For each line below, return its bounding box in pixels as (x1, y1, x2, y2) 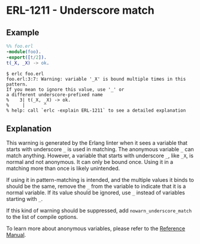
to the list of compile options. (6, 213, 78, 221)
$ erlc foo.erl (6, 71, 44, 77)
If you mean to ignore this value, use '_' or (6, 86, 125, 93)
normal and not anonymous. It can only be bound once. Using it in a (6, 158, 174, 166)
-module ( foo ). (6, 48, 42, 54)
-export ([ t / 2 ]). (6, 54, 47, 60)
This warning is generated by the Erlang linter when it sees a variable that (6, 139, 187, 147)
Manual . (6, 231, 26, 239)
